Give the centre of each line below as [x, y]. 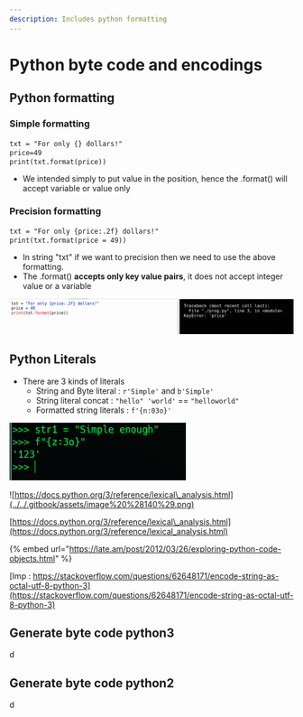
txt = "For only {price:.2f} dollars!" [84, 231]
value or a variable [57, 285]
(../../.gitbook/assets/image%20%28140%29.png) [102, 504]
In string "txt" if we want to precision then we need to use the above [149, 256]
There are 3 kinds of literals [73, 381]
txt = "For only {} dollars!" [66, 144]
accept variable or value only [76, 188]
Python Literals [53, 360]
